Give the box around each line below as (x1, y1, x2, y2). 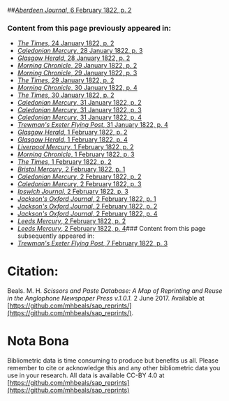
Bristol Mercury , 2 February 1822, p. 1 (17, 165, 126, 174)
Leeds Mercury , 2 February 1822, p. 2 (17, 217, 126, 225)
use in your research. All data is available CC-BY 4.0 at (7, 371, 165, 379)
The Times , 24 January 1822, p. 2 (17, 39, 114, 47)
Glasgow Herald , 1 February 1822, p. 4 (17, 135, 128, 144)
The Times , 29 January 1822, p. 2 (17, 76, 114, 84)
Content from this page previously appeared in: (7, 23, 171, 33)
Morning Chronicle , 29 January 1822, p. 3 (17, 69, 138, 77)
